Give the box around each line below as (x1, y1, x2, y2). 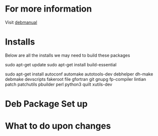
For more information (5, 3, 92, 15)
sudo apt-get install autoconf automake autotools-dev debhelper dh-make (5, 71, 154, 77)
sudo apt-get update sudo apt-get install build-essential (5, 61, 117, 67)
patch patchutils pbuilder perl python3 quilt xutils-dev (5, 81, 112, 87)
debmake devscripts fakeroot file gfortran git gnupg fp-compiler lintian (5, 76, 146, 82)
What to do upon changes (5, 121, 111, 132)
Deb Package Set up (5, 98, 88, 109)
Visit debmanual (5, 19, 37, 25)
